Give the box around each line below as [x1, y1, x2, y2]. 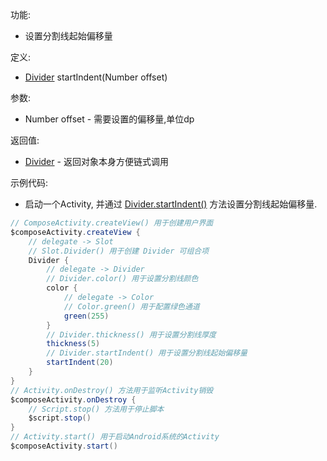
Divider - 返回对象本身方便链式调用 [24, 156, 169, 167]
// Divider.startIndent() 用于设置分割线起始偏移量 [46, 348, 248, 358]
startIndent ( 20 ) [46, 358, 114, 368]
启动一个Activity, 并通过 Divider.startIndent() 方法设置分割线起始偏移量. [24, 198, 318, 210]
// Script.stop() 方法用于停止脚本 [28, 404, 165, 414]
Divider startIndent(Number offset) [24, 71, 168, 83]
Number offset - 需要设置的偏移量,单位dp [24, 113, 195, 125]
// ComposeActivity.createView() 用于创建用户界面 [10, 218, 214, 228]
